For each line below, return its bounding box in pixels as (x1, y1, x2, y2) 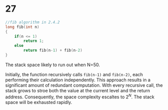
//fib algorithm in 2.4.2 (5, 20, 60, 25)
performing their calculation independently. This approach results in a (5, 77, 151, 83)
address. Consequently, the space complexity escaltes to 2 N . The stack (5, 93, 155, 100)
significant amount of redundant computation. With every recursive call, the (5, 82, 163, 88)
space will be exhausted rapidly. (5, 99, 72, 105)
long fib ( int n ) (5, 24, 39, 29)
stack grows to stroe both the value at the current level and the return (5, 87, 150, 93)
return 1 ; (23, 38, 44, 43)
